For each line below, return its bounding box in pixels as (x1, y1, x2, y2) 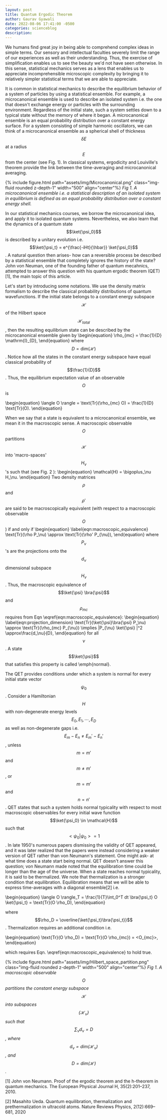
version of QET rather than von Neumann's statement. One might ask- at (5, 853, 154, 859)
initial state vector (5, 676, 42, 682)
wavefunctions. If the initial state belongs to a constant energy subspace (5, 294, 155, 299)
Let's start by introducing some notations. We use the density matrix (5, 283, 146, 289)
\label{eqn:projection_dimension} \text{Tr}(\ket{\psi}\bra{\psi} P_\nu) (5, 619, 146, 625)
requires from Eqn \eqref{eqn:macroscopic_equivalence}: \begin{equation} (5, 614, 160, 620)
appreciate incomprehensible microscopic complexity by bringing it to (5, 71, 149, 76)
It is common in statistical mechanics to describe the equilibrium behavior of (5, 86, 162, 91)
